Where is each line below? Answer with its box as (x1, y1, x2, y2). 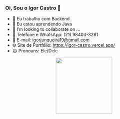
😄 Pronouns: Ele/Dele (12, 48, 58, 54)
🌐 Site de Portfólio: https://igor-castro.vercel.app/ (12, 42, 115, 48)
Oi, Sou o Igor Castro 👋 (5, 4, 61, 11)
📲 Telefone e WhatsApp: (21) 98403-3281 (12, 32, 98, 38)
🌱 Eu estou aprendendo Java (12, 21, 72, 27)
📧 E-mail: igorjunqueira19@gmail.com (12, 37, 90, 43)
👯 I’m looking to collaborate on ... (12, 26, 80, 32)
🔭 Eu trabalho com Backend (12, 16, 70, 22)
